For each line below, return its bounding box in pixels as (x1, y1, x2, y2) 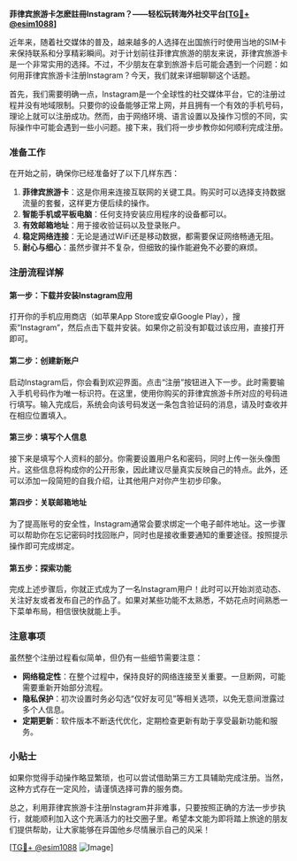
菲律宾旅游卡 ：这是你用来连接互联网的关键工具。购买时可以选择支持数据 (21, 187, 286, 197)
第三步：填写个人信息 (9, 432, 87, 442)
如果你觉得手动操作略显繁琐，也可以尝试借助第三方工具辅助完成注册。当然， (9, 772, 288, 782)
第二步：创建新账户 (9, 356, 80, 366)
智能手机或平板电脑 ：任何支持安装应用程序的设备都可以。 (21, 209, 232, 219)
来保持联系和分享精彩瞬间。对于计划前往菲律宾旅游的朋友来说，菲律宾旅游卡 (9, 48, 288, 58)
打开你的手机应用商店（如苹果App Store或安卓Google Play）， (9, 311, 232, 322)
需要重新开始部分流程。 (21, 681, 108, 693)
